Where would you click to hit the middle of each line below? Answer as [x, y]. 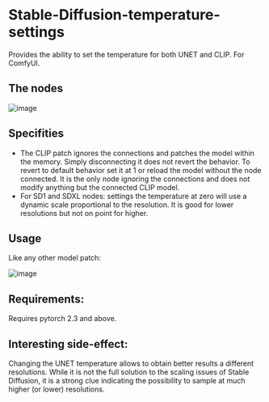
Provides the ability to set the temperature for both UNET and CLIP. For [126, 54]
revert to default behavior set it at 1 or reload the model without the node [141, 170]
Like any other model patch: [55, 258]
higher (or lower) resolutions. [57, 389]
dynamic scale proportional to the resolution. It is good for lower [127, 205]
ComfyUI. [24, 63]
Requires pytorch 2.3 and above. [63, 319]
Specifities [36, 134]
